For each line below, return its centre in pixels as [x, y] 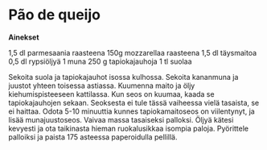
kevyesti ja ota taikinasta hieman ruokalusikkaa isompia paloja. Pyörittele [129, 128]
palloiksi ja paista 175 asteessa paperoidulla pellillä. [93, 137]
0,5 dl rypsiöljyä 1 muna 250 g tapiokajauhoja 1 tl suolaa [100, 61]
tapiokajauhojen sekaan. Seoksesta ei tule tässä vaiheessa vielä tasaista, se [134, 102]
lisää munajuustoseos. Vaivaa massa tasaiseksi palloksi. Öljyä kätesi [121, 119]
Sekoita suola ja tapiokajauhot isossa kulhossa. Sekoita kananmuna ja [123, 77]
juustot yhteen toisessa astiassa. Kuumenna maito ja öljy [102, 85]
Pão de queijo [54, 15]
